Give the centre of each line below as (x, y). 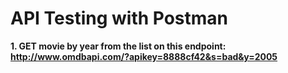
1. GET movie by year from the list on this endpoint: (118, 46)
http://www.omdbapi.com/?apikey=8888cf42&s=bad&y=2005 (144, 56)
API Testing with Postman (119, 18)
